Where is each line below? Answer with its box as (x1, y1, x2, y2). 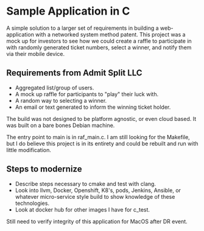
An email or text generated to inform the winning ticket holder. (15, 103, 171, 111)
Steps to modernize (6, 164, 82, 174)
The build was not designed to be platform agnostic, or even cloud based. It (6, 115, 197, 122)
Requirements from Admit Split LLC (6, 68, 142, 78)
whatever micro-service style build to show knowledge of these (15, 193, 175, 200)
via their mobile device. (6, 50, 65, 57)
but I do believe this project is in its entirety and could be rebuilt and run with (6, 140, 199, 147)
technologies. (15, 199, 50, 207)
